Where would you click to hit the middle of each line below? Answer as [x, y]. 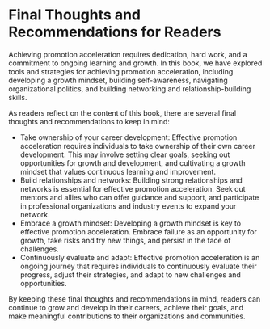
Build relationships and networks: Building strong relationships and [131, 180]
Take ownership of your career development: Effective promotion [129, 137]
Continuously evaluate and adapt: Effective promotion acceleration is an [140, 257]
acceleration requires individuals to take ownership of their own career [138, 146]
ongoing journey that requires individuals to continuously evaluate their [138, 266]
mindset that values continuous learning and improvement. [118, 171]
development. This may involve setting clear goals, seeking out [125, 154]
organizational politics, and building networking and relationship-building [130, 89]
